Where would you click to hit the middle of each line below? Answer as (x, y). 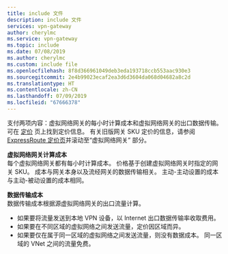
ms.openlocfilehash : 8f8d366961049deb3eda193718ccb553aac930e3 (99, 71)
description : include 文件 (44, 20)
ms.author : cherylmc (37, 58)
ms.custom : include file (42, 64)
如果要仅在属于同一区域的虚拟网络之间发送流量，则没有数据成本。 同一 (116, 235)
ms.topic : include (33, 45)
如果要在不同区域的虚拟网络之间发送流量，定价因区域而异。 (101, 226)
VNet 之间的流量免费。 (62, 243)
